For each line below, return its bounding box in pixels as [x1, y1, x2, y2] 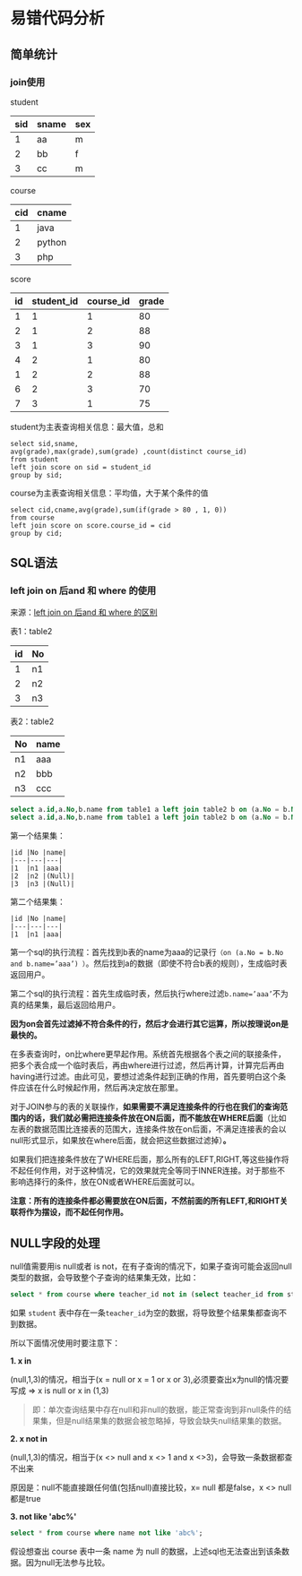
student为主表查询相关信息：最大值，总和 [10, 421, 164, 432]
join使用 [10, 75, 46, 88]
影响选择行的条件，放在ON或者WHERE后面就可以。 [10, 1176, 200, 1187]
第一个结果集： [10, 831, 65, 841]
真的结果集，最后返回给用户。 [10, 1000, 120, 1011]
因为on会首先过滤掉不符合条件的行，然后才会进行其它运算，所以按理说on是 [10, 1019, 289, 1029]
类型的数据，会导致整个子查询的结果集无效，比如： [10, 1272, 199, 1283]
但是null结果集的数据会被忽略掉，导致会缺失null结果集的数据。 [56, 1416, 287, 1425]
